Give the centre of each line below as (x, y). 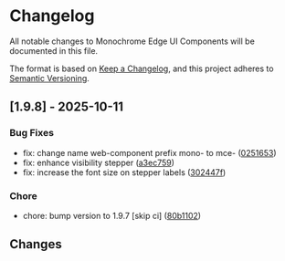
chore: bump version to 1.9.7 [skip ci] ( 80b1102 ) (112, 215)
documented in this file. (54, 50)
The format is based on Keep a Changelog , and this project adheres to (142, 68)
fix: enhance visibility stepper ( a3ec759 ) (99, 162)
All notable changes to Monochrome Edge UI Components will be (132, 41)
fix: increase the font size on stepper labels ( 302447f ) (124, 172)
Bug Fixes (32, 133)
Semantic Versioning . (49, 78)
